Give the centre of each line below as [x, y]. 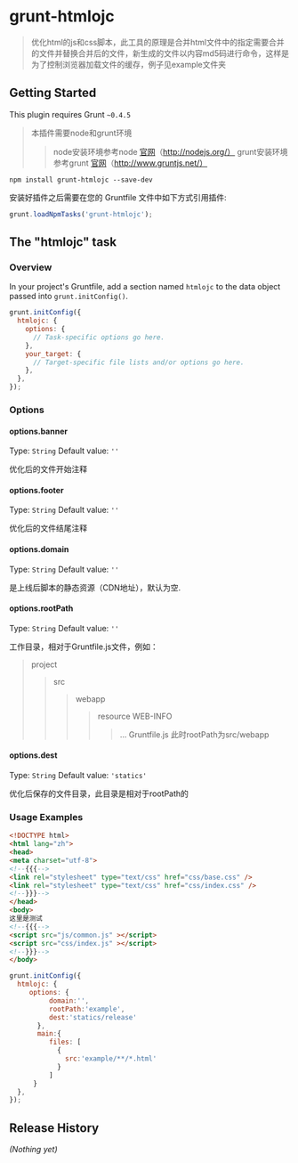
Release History [54, 1128]
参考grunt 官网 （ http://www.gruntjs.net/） [130, 163]
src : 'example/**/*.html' [111, 1059]
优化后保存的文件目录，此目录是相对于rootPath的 [99, 793]
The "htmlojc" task [63, 242]
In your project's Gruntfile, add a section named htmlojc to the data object [145, 287]
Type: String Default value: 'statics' [78, 775]
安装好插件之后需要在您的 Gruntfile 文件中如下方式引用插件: [118, 197]
